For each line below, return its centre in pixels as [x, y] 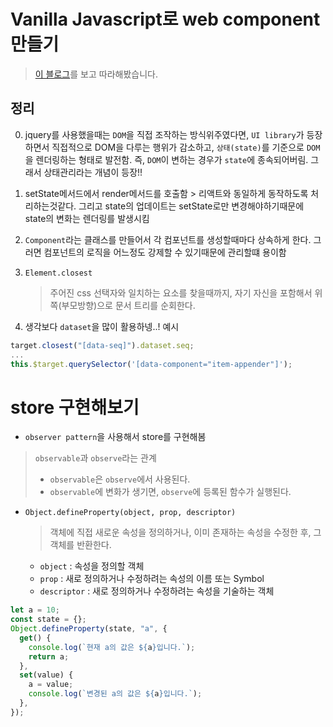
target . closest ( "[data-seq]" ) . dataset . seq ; [102, 345]
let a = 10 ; [35, 610]
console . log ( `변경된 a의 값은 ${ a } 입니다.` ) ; [115, 694]
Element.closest [58, 273]
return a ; [49, 656]
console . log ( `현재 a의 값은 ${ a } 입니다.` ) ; [112, 647]
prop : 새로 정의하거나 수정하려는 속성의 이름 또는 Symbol [152, 579]
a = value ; [51, 685]
